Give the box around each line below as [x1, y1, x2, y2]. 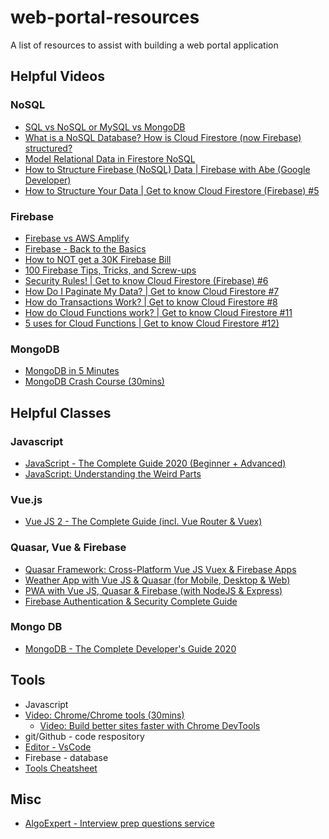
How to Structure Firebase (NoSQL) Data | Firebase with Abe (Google [24, 163, 311, 175]
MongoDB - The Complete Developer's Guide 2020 [24, 642, 237, 655]
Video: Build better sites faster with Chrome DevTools [39, 719, 261, 731]
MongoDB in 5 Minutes [24, 365, 120, 377]
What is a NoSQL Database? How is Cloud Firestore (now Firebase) [24, 131, 302, 143]
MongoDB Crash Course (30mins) [24, 376, 165, 388]
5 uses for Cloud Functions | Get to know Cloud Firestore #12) [24, 317, 280, 329]
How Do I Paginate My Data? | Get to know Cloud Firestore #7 [24, 285, 280, 297]
